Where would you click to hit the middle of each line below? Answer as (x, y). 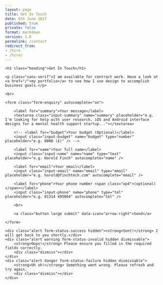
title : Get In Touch (26, 14)
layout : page (18, 10)
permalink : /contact (26, 42)
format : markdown (23, 32)
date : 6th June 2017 (26, 19)
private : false (20, 28)
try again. (16, 269)
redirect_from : (20, 46)
